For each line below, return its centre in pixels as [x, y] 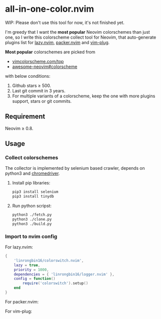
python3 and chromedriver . [32, 173]
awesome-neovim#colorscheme [45, 67]
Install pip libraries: [31, 183]
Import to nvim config [31, 236]
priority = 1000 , [31, 270]
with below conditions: [28, 76]
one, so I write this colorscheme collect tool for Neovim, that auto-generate [80, 37]
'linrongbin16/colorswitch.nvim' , [49, 260]
